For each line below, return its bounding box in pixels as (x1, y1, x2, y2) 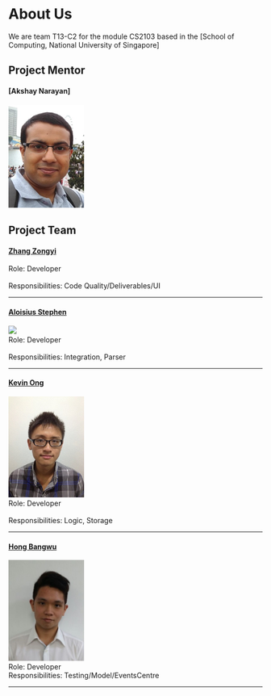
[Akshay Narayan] (8, 86, 71, 95)
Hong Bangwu (8, 542, 57, 551)
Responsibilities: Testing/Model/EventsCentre (8, 671, 160, 681)
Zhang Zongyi (8, 245, 56, 255)
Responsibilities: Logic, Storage (8, 516, 113, 526)
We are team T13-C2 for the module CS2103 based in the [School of (8, 31, 235, 41)
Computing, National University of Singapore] (8, 40, 160, 49)
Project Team (8, 224, 77, 237)
